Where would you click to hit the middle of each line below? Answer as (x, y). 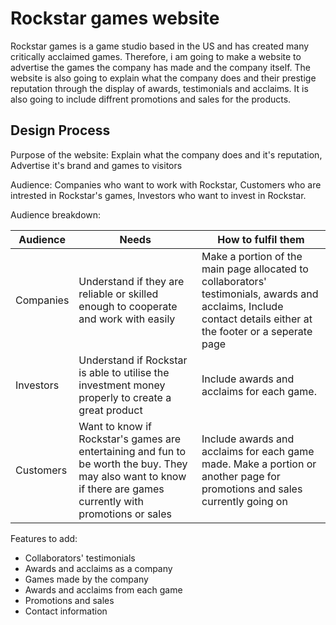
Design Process (60, 130)
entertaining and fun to (132, 451)
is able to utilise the (124, 372)
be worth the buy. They (133, 464)
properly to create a (125, 397)
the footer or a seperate (257, 331)
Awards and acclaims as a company (98, 568)
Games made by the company (86, 579)
